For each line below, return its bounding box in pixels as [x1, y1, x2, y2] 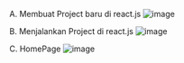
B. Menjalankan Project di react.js [9, 26, 133, 36]
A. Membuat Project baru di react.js [9, 9, 142, 19]
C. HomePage [9, 43, 61, 54]
